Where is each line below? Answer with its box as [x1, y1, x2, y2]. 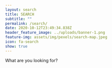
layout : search [5, 7, 37, 12]
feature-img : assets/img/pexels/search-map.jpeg [5, 35, 108, 40]
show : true [5, 44, 28, 49]
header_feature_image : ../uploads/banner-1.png [5, 30, 106, 35]
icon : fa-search [5, 39, 39, 44]
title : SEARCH [5, 12, 35, 17]
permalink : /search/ [5, 21, 48, 26]
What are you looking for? [5, 57, 58, 63]
